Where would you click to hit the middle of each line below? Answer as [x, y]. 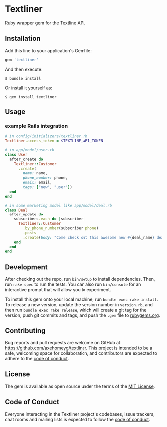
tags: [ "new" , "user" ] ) [47, 187]
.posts [30, 233]
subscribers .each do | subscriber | [50, 219]
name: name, [36, 173]
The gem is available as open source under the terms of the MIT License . [80, 386]
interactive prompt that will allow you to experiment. [58, 290]
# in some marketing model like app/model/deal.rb [59, 205]
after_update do [26, 214]
